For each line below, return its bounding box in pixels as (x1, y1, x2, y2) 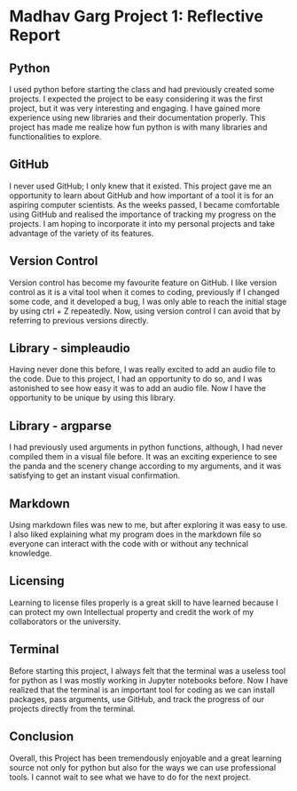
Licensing (9, 573, 65, 588)
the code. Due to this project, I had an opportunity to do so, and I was (9, 373, 263, 384)
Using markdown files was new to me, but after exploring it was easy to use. (9, 520, 288, 531)
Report (9, 25, 60, 45)
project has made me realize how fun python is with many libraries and (9, 122, 268, 132)
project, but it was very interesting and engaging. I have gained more (9, 103, 261, 113)
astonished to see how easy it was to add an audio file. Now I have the (9, 383, 266, 394)
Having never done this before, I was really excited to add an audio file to (9, 364, 277, 375)
